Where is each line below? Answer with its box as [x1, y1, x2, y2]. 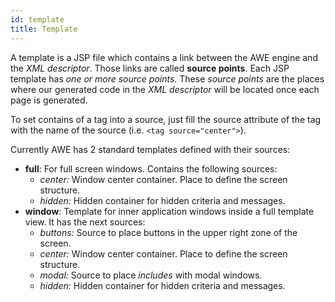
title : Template [10, 24, 78, 34]
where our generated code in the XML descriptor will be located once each [10, 83, 320, 95]
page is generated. [10, 94, 88, 106]
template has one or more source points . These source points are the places [10, 72, 325, 85]
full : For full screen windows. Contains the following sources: [24, 162, 278, 175]
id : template [10, 14, 65, 25]
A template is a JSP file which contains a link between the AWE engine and [10, 51, 318, 63]
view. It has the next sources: [24, 216, 146, 228]
